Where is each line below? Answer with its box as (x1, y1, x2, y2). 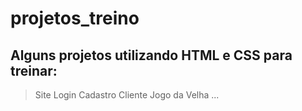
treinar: (10, 62, 58, 79)
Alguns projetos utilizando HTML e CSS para (10, 47, 293, 64)
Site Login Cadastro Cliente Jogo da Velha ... (34, 89, 220, 101)
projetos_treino (10, 7, 140, 30)
